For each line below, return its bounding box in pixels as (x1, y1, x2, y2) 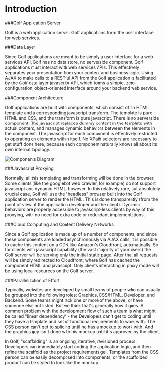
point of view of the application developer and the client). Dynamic (5, 201, 140, 207)
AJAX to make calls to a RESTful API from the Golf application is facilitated (5, 75, 156, 81)
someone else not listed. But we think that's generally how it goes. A (5, 302, 144, 308)
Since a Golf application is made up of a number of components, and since (5, 231, 157, 237)
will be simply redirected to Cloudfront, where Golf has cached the (5, 257, 140, 263)
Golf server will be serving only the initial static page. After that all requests (5, 252, 158, 258)
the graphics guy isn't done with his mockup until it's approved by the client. (5, 329, 160, 334)
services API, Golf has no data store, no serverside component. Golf (5, 59, 144, 65)
